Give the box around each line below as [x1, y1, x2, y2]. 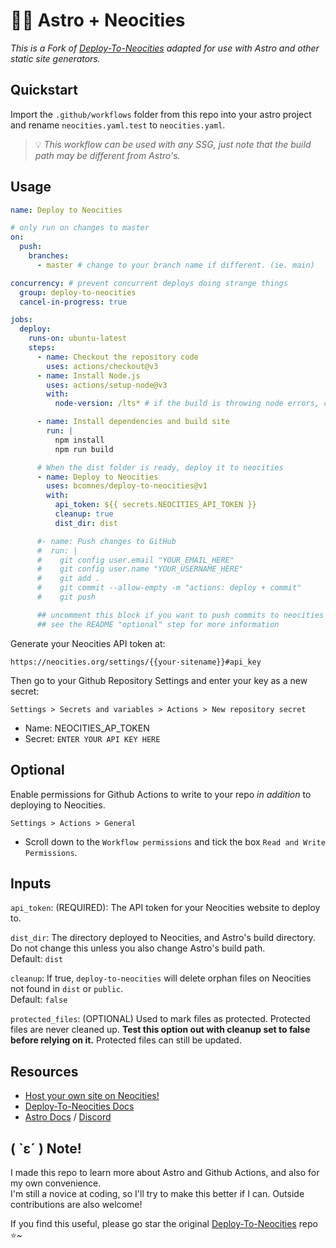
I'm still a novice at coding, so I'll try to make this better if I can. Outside [10, 1187, 305, 1199]
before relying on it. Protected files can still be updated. [10, 1034, 242, 1046]
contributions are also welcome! [10, 1198, 143, 1210]
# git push [36, 592, 97, 603]
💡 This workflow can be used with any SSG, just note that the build [34, 138, 312, 150]
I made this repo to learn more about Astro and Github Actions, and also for [10, 1166, 320, 1178]
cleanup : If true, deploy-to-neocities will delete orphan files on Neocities [10, 972, 312, 984]
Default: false [10, 994, 68, 1006]
